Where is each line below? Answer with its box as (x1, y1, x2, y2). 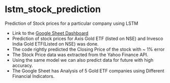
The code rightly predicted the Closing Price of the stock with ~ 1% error (12, 46, 165, 52)
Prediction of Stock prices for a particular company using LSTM (5, 20, 138, 26)
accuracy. (12, 62, 34, 68)
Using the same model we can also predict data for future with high (12, 57, 154, 63)
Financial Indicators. (12, 73, 54, 79)
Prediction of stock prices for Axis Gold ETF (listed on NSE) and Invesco (12, 35, 163, 41)
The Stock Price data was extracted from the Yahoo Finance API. (12, 52, 149, 58)
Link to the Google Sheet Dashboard (12, 30, 89, 36)
